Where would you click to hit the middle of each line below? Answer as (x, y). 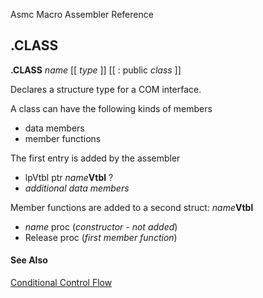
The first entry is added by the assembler (95, 158)
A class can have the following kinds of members (111, 108)
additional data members (77, 188)
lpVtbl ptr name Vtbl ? (69, 177)
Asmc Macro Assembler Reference (82, 14)
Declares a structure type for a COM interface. (106, 89)
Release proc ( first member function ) (101, 237)
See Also (29, 260)
